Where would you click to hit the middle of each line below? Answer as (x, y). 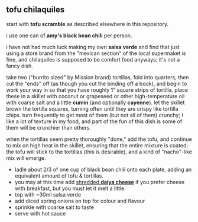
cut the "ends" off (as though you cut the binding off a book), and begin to (97, 83)
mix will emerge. (26, 158)
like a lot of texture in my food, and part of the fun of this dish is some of (94, 121)
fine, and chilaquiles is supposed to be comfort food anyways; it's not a (93, 59)
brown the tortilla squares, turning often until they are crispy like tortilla (92, 108)
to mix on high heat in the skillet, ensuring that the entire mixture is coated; (97, 145)
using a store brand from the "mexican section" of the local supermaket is (96, 53)
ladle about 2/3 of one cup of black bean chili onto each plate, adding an (103, 169)
